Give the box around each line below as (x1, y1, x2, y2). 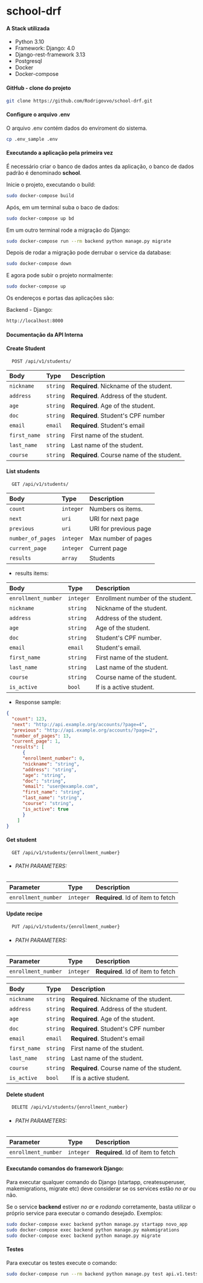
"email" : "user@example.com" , (22, 784, 98, 790)
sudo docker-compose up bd (6, 215, 74, 221)
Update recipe (6, 910, 43, 917)
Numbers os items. (89, 505, 143, 513)
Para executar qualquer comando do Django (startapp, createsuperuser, (6, 1178, 186, 1185)
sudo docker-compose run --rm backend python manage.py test (6, 1271, 164, 1277)
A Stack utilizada (6, 24, 50, 32)
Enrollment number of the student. (95, 594, 193, 602)
